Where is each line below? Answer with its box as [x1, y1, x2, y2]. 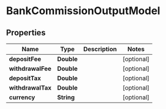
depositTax [9, 74, 41, 82]
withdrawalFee [9, 65, 52, 72]
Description [83, 45, 117, 53]
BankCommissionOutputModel [6, 4, 161, 18]
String [57, 93, 75, 101]
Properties [6, 28, 46, 38]
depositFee [9, 55, 41, 63]
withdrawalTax [9, 84, 52, 92]
